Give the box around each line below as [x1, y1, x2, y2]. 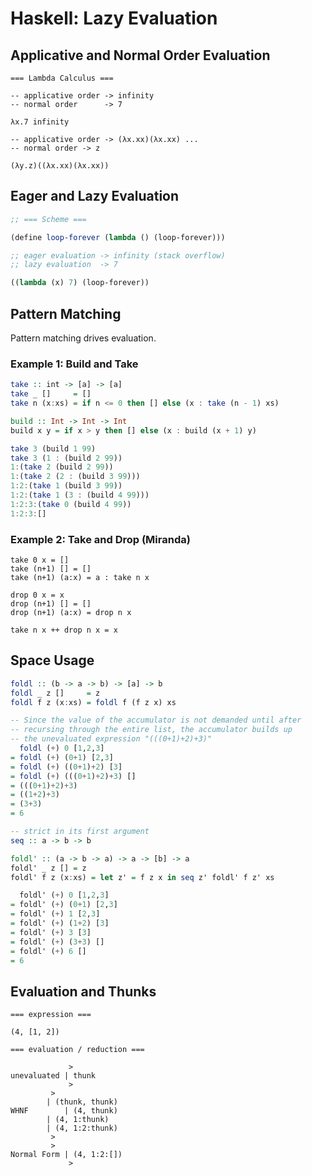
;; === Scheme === [10, 214, 87, 224]
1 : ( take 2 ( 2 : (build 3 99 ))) [10, 472, 141, 482]
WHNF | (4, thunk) [10, 1106, 118, 1116]
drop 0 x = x [10, 590, 65, 600]
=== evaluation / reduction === [10, 1045, 145, 1055]
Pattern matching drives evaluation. [10, 332, 157, 344]
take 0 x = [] [10, 555, 70, 565]
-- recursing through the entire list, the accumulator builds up [10, 725, 293, 735]
